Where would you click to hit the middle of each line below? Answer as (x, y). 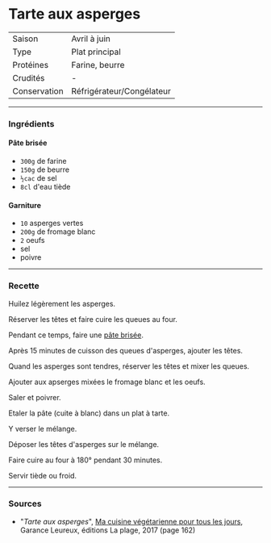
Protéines (31, 65)
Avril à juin (91, 39)
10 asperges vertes (52, 223)
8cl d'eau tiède (45, 187)
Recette (24, 286)
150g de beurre (45, 169)
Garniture (25, 205)
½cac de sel (38, 178)
